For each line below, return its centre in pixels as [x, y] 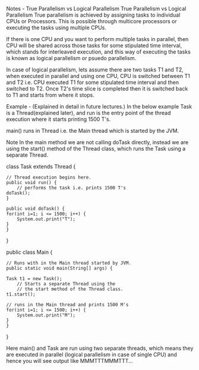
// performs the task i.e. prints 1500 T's [72, 188]
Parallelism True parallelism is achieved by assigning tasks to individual [93, 15]
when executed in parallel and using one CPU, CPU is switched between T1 [98, 76]
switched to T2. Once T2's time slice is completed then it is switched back [97, 88]
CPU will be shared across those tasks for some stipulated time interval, [94, 45]
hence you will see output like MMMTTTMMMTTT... [70, 361]
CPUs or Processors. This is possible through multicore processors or [91, 21]
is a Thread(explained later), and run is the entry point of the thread [89, 113]
